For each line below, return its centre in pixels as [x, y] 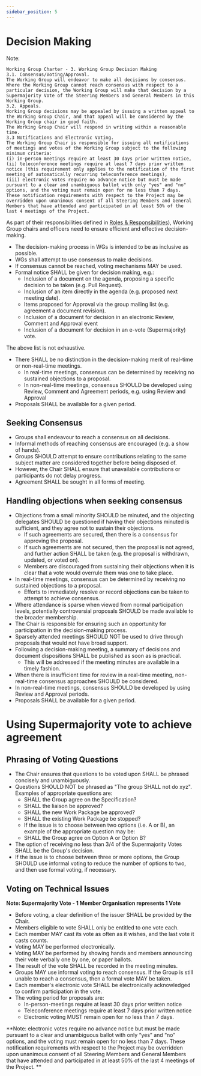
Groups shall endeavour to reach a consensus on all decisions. [92, 437]
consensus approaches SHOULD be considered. [99, 681]
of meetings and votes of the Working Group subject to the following [96, 148]
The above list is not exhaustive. [46, 348]
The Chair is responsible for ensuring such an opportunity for [91, 624]
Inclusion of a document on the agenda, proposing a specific [99, 278]
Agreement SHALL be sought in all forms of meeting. [80, 482]
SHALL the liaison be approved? [63, 806]
